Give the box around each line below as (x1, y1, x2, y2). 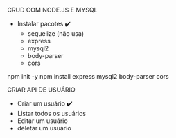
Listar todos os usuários (17, 110, 87, 117)
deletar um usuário (17, 124, 71, 132)
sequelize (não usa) (27, 30, 85, 37)
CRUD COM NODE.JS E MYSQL (7, 6, 98, 14)
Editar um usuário (17, 117, 68, 125)
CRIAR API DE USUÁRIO (7, 86, 76, 94)
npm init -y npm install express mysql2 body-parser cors (7, 72, 169, 80)
